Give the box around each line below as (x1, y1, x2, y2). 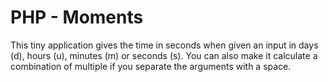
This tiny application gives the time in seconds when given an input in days (10, 39, 319, 51)
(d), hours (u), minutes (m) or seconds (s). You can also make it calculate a (10, 49, 318, 61)
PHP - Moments (10, 6, 144, 29)
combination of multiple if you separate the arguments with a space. (10, 60, 292, 72)
